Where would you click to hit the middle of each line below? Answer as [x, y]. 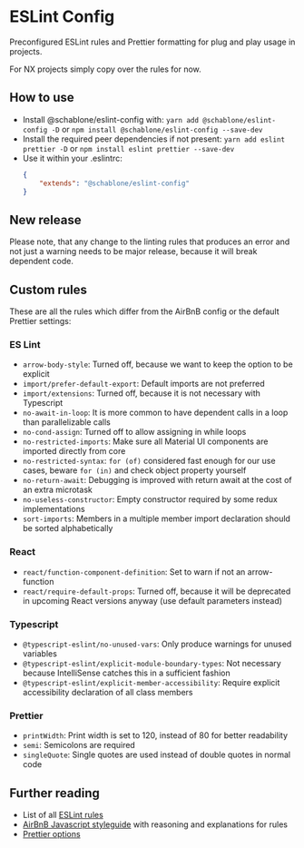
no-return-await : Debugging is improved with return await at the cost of [157, 480]
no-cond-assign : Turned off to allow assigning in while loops [134, 432]
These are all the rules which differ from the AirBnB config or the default [144, 311]
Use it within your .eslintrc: [72, 158]
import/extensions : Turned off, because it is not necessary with [142, 393]
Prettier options [51, 834]
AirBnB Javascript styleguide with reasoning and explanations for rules [155, 824]
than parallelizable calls [66, 422]
